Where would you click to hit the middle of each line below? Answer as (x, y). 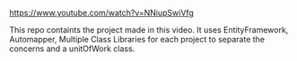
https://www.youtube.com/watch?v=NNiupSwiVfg (102, 13)
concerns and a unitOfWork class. (72, 49)
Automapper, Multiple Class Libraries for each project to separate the (137, 39)
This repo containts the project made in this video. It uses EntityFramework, (149, 30)
